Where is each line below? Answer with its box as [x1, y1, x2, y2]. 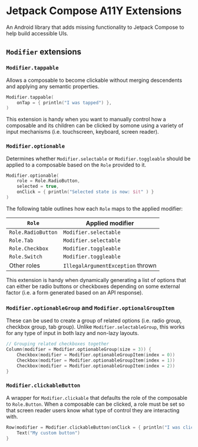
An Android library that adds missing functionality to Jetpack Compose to [6, 24, 184, 31]
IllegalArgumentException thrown [62, 261, 157, 269]
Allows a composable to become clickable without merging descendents [6, 77, 183, 84]
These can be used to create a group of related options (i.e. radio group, [6, 317, 182, 325]
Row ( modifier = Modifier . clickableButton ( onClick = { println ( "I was [6, 424, 181, 431]
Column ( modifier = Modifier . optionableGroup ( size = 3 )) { [6, 346, 151, 353]
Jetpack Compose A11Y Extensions [6, 4, 182, 18]
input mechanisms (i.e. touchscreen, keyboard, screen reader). [6, 128, 159, 135]
